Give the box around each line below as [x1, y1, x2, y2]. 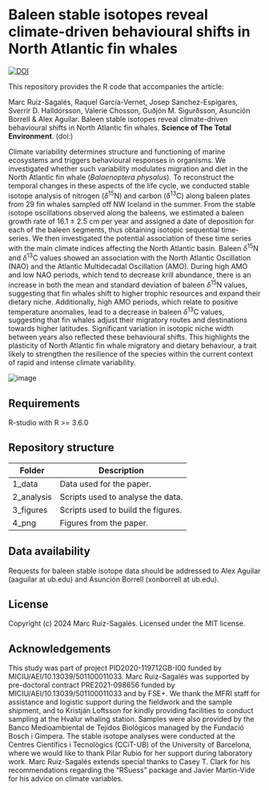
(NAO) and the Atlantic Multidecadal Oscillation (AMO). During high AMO [8, 261, 248, 271]
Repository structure [8, 441, 114, 454]
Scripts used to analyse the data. [59, 491, 183, 502]
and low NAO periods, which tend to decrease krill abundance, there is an [8, 270, 251, 280]
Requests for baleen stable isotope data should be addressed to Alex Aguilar [8, 566, 261, 575]
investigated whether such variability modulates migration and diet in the [8, 163, 248, 173]
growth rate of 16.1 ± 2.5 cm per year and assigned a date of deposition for [8, 216, 255, 226]
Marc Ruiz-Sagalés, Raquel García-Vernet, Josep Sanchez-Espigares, [8, 97, 239, 107]
